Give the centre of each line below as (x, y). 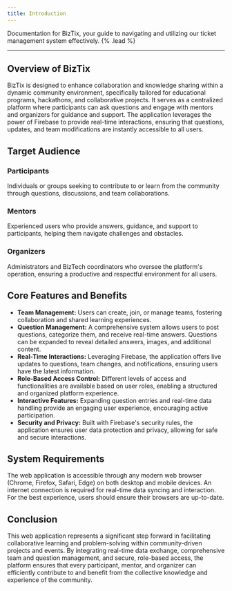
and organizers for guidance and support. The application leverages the (109, 115)
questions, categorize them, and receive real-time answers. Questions (117, 334)
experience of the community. (50, 580)
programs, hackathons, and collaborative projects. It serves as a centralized (115, 100)
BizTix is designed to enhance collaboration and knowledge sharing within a (115, 85)
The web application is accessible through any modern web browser (105, 476)
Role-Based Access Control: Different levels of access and (101, 378)
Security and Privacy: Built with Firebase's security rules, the (105, 422)
